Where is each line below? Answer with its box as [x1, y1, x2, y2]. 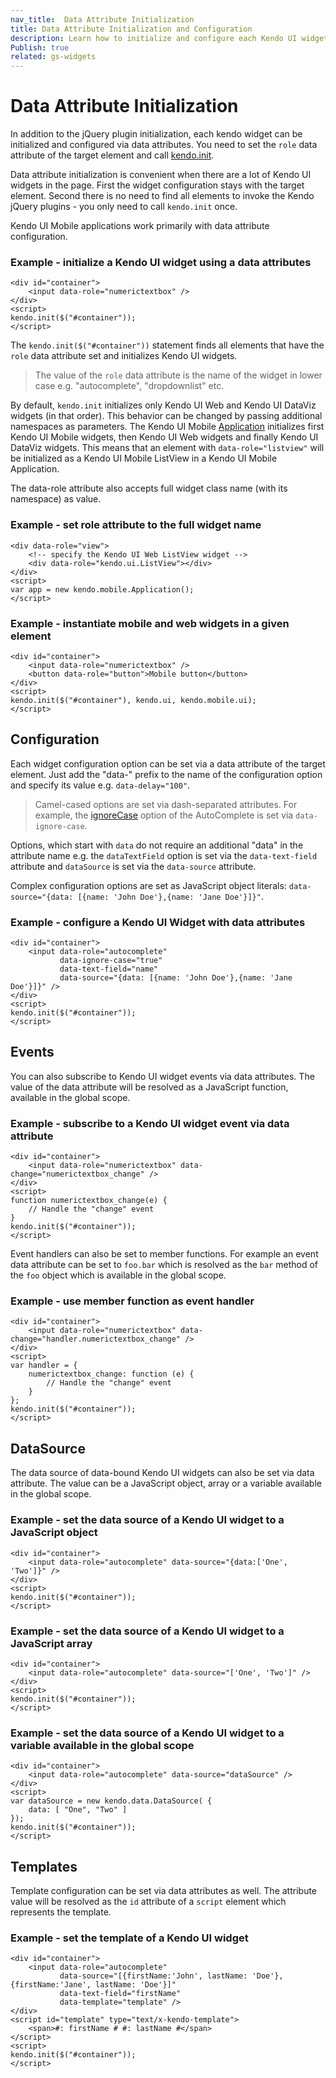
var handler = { [10, 1361, 78, 1371]
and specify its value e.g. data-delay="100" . [10, 779, 191, 791]
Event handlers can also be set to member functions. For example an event [10, 1248, 319, 1260]
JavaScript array [10, 1636, 93, 1650]
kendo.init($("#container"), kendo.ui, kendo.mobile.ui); [10, 695, 257, 705]
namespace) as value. [10, 493, 102, 505]
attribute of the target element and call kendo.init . [10, 149, 215, 161]
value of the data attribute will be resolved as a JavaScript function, [10, 1081, 289, 1093]
